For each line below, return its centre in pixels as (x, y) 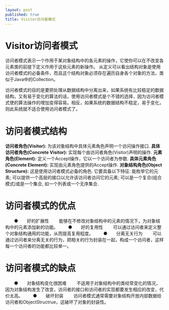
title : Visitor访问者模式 (30, 19)
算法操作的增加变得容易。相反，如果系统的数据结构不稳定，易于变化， (91, 103)
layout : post (19, 10)
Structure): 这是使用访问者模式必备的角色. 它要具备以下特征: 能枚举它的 (80, 171)
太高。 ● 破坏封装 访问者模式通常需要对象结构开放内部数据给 (86, 296)
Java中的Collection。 (36, 80)
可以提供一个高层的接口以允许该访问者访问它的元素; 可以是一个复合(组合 (87, 178)
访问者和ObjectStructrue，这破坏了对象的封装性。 (57, 302)
